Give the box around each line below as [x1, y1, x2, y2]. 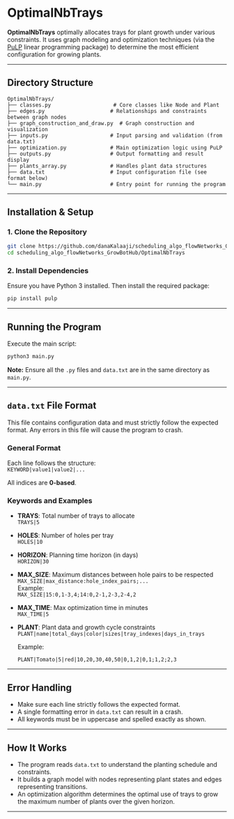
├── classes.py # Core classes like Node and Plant [7, 101, 219, 109]
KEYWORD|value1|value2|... [7, 466, 86, 473]
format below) [7, 174, 49, 182]
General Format [7, 443, 61, 452]
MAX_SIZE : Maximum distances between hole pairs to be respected [17, 570, 214, 579]
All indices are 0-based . [7, 479, 77, 487]
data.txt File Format [7, 399, 97, 412]
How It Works [7, 742, 68, 753]
